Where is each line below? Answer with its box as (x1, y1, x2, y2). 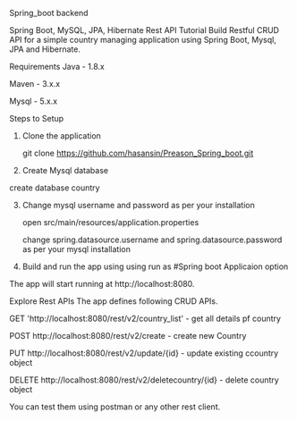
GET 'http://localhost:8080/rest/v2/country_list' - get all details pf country (9, 313, 282, 324)
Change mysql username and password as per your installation (21, 200, 255, 210)
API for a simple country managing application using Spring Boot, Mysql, (9, 35, 277, 45)
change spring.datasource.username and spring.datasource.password (21, 234, 283, 245)
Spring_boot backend (9, 8, 89, 18)
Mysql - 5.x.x (9, 96, 58, 106)
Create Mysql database (21, 165, 109, 175)
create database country (9, 182, 100, 193)
